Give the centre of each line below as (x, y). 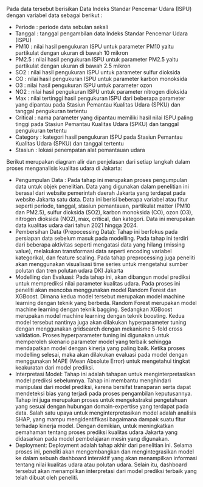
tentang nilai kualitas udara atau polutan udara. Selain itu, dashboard (101, 464)
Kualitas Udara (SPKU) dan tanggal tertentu (69, 143)
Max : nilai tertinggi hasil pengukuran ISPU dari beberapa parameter (100, 98)
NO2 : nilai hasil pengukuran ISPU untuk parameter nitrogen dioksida (101, 92)
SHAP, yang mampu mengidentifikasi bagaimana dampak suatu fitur (100, 419)
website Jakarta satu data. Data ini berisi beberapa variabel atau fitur (101, 199)
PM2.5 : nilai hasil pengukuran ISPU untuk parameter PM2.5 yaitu (97, 59)
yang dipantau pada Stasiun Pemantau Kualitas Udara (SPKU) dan (98, 105)
